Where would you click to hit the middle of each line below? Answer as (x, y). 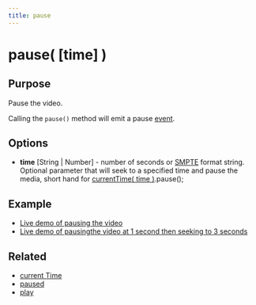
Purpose (30, 84)
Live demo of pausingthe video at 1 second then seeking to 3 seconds (134, 231)
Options (28, 143)
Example (30, 204)
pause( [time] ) (58, 54)
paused (32, 284)
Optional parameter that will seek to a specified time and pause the (129, 170)
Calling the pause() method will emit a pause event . (92, 118)
